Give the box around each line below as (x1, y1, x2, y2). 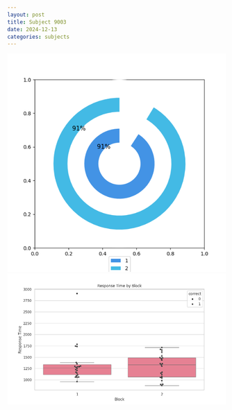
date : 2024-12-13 (7, 26, 58, 33)
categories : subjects (7, 33, 70, 40)
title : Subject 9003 (7, 18, 67, 26)
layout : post (7, 11, 45, 18)
